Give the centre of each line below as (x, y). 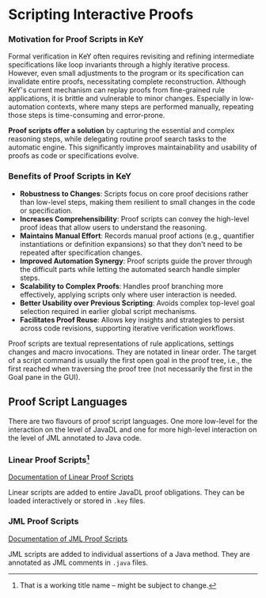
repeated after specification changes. (81, 252)
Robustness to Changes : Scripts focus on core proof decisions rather (134, 193)
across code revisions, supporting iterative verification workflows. (127, 328)
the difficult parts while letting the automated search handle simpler (130, 269)
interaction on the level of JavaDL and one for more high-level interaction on (133, 430)
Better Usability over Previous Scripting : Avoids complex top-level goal (137, 303)
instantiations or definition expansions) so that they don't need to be (131, 244)
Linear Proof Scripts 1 (49, 459)
